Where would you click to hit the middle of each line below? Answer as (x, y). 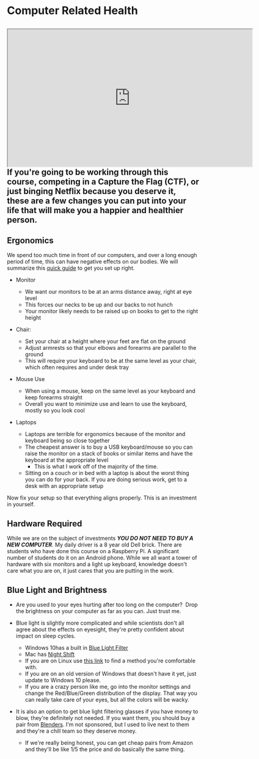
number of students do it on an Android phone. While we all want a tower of (102, 558)
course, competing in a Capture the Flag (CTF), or (103, 182)
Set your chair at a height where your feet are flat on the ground (105, 341)
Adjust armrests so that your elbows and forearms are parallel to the (111, 348)
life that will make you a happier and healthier (95, 210)
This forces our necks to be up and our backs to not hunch (99, 305)
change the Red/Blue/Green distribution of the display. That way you (111, 693)
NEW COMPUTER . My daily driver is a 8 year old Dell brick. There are (94, 545)
